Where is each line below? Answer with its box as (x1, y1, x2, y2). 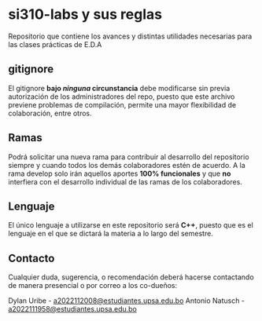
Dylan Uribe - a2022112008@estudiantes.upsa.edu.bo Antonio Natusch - (8, 296, 245, 305)
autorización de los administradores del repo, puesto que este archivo (8, 92, 235, 101)
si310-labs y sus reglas (8, 5, 163, 24)
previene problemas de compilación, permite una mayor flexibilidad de (8, 100, 237, 109)
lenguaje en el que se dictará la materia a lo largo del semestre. (8, 229, 214, 239)
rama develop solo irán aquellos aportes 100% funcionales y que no (8, 169, 231, 178)
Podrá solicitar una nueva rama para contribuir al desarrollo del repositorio (8, 151, 249, 162)
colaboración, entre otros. (8, 108, 92, 118)
